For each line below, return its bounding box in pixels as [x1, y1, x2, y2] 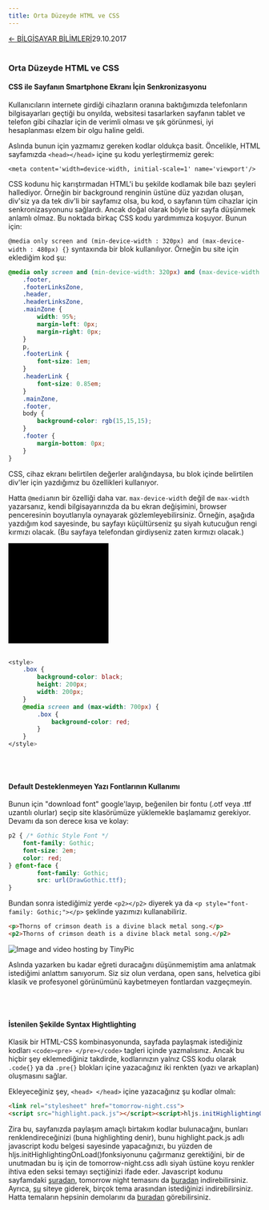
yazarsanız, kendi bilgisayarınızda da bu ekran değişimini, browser [8, 502, 227, 511]
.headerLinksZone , [22, 298, 84, 306]
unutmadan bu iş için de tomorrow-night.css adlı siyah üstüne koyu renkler [8, 1158, 255, 1168]
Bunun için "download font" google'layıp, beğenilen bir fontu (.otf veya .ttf [8, 799, 252, 809]
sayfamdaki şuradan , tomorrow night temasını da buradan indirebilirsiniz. [8, 1175, 248, 1184]
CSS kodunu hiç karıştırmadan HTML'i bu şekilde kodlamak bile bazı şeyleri [8, 179, 256, 188]
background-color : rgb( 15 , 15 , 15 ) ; [37, 417, 152, 426]
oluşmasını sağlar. [8, 1071, 68, 1081]
